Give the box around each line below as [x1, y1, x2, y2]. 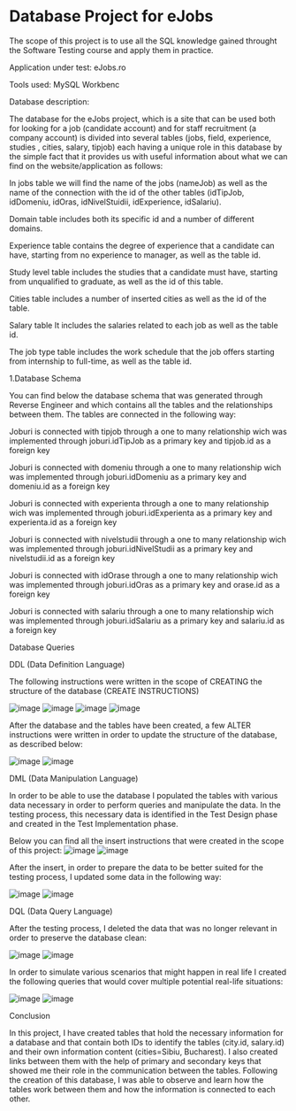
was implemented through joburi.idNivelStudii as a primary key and [9, 543, 254, 554]
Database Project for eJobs [9, 6, 214, 27]
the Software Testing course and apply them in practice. [9, 44, 214, 55]
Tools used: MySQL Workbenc [9, 79, 120, 89]
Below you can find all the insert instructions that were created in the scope [9, 835, 285, 846]
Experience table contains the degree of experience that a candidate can [9, 240, 276, 251]
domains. [9, 223, 43, 234]
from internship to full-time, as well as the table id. [9, 356, 193, 366]
